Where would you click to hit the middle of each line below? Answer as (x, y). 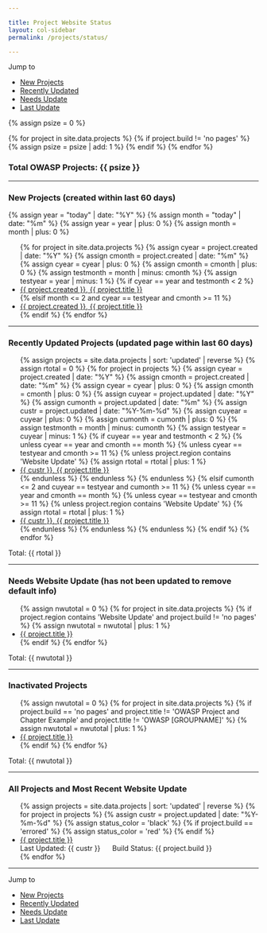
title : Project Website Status (60, 22)
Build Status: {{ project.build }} (162, 849)
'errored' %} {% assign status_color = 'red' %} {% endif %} (117, 831)
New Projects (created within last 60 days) (92, 197)
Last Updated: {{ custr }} (60, 849)
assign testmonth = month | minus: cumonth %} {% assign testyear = (133, 428)
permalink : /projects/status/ (58, 37)
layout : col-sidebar (43, 30)
